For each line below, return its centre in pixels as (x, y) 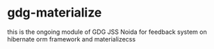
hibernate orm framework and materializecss (72, 39)
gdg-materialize (55, 13)
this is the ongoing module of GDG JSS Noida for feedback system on (107, 32)
